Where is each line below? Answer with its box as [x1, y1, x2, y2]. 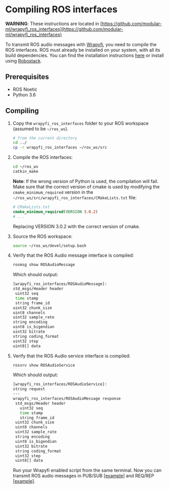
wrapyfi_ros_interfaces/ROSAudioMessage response [12, 396, 121, 401]
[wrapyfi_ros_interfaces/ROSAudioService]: [12, 382, 108, 387]
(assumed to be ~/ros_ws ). [12, 126, 69, 132]
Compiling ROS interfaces [5, 4, 118, 15]
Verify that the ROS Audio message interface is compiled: [12, 252, 134, 258]
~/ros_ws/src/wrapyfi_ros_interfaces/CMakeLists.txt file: [12, 194, 137, 200]
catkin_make [12, 169, 38, 174]
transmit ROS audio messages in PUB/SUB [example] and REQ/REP [12, 473, 155, 479]
